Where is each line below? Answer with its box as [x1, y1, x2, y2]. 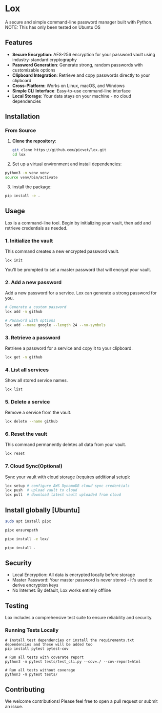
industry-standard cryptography [12, 57, 77, 63]
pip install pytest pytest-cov [5, 646, 69, 651]
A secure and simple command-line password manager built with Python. [5, 19, 153, 25]
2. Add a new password [5, 279, 62, 286]
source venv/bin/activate [5, 175, 58, 180]
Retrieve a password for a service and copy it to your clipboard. [5, 345, 133, 351]
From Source [5, 127, 36, 134]
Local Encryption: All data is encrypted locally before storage [12, 572, 135, 578]
